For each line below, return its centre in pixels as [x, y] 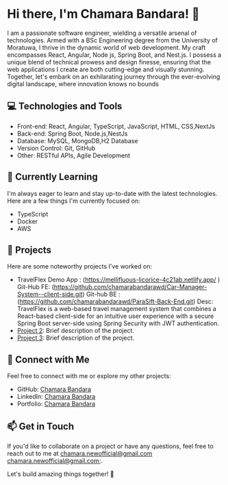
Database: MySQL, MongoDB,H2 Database [77, 140]
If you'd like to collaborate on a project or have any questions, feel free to [110, 446]
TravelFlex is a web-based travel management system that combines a [117, 309]
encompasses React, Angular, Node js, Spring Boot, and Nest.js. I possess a [114, 55]
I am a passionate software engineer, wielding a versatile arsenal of [102, 33]
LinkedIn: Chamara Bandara [56, 397]
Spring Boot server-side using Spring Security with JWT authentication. [118, 323]
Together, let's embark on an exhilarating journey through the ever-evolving [114, 76]
